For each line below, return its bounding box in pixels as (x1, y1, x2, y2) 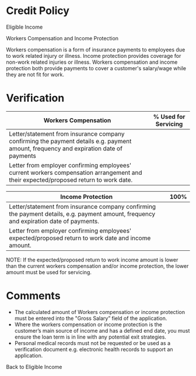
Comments (6, 289, 61, 302)
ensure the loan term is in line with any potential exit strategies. (14, 333, 166, 340)
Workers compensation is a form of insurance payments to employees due (6, 46, 185, 53)
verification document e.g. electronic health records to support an (14, 346, 173, 353)
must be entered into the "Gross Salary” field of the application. (14, 315, 167, 322)
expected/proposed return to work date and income (9, 234, 151, 242)
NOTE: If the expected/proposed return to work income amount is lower (6, 256, 178, 263)
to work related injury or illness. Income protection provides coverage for (6, 52, 181, 59)
